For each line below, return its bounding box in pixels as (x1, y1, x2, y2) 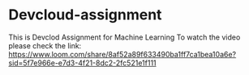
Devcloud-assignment (8, 6, 162, 24)
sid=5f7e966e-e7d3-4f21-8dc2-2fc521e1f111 (8, 58, 157, 68)
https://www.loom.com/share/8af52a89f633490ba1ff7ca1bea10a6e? (8, 49, 237, 59)
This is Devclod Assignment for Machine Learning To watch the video (8, 32, 241, 42)
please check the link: (8, 40, 82, 50)
